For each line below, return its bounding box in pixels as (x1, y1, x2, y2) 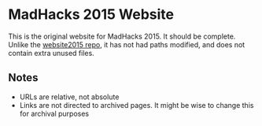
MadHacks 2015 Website (8, 6, 175, 24)
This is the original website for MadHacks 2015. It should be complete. (8, 31, 236, 41)
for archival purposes (19, 109, 89, 118)
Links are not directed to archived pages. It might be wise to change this (19, 100, 254, 109)
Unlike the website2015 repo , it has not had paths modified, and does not (8, 39, 245, 49)
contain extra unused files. (8, 48, 94, 57)
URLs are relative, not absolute (19, 92, 120, 102)
